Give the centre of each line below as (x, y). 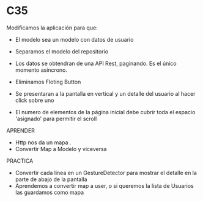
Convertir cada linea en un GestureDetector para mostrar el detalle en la (106, 173)
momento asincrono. (41, 70)
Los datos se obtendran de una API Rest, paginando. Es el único (96, 63)
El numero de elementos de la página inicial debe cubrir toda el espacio (105, 112)
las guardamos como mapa (50, 192)
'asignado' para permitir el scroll (56, 118)
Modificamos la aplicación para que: (52, 28)
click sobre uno (35, 100)
